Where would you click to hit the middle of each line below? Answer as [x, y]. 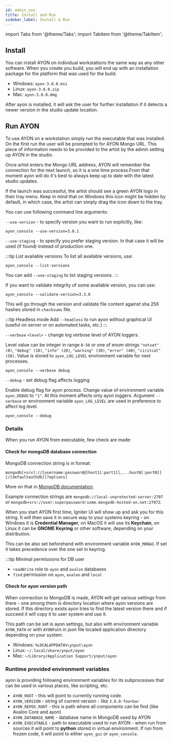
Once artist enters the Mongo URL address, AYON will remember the [78, 165]
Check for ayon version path [36, 586]
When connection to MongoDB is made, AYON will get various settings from [85, 597]
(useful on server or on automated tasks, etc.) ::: [56, 325]
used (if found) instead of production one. [50, 246]
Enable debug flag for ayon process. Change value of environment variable [85, 390]
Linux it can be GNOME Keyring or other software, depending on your [79, 528]
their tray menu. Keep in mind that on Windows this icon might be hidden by [85, 196]
